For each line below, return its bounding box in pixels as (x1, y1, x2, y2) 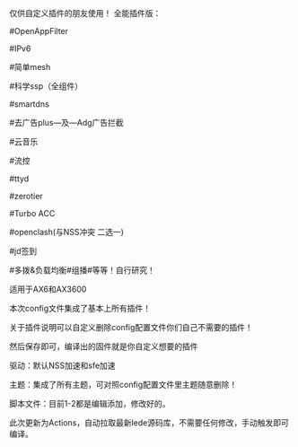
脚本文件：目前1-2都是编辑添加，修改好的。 (9, 399, 171, 408)
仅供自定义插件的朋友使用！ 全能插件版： (9, 8, 162, 18)
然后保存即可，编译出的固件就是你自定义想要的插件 (9, 341, 198, 352)
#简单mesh (9, 62, 51, 72)
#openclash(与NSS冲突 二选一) (9, 227, 124, 237)
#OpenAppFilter (9, 26, 69, 36)
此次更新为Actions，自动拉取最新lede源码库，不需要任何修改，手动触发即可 (9, 417, 289, 428)
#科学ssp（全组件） (9, 81, 83, 92)
